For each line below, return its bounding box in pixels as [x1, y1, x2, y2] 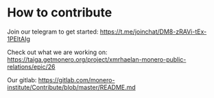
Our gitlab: [7, 75, 37, 84]
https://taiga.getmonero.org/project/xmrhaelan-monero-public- [7, 55, 187, 63]
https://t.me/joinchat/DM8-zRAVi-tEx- [99, 27, 207, 36]
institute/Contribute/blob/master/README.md [7, 83, 136, 91]
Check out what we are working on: [7, 48, 108, 56]
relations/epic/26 [7, 62, 56, 71]
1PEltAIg [7, 34, 31, 42]
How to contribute [7, 5, 112, 21]
